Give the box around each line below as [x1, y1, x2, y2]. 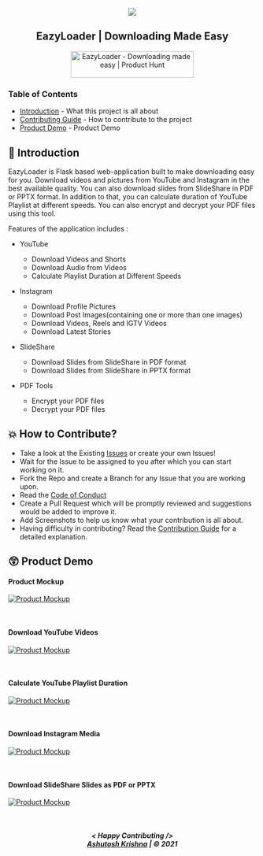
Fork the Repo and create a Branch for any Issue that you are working [19, 473, 246, 483]
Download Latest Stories [31, 327, 112, 336]
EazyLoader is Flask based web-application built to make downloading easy [8, 166, 254, 176]
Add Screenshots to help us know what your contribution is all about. [19, 515, 244, 524]
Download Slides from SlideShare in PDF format [31, 357, 187, 366]
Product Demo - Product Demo [19, 123, 120, 133]
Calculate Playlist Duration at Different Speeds [31, 271, 182, 280]
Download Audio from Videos [31, 262, 128, 272]
